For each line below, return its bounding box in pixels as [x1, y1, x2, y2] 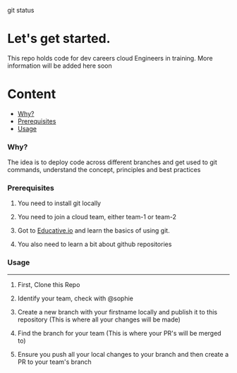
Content [7, 86, 56, 102]
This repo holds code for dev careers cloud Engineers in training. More [7, 54, 213, 62]
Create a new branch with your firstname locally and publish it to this [17, 307, 217, 316]
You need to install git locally [17, 199, 101, 207]
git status [7, 6, 35, 14]
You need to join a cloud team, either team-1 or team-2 [17, 213, 177, 221]
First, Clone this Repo [17, 280, 80, 288]
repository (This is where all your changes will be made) [17, 315, 181, 324]
